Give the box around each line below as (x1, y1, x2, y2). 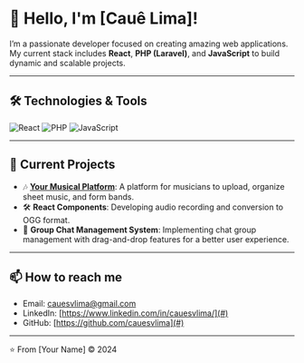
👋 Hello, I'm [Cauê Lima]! (9, 8, 199, 29)
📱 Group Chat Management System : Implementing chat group (22, 224, 256, 235)
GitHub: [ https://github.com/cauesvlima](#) (22, 318, 185, 329)
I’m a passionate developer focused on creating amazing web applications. (9, 38, 289, 49)
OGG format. (22, 214, 71, 225)
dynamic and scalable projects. (9, 57, 126, 68)
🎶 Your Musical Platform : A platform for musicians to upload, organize (22, 181, 285, 191)
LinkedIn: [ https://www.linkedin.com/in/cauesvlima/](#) (22, 308, 229, 319)
